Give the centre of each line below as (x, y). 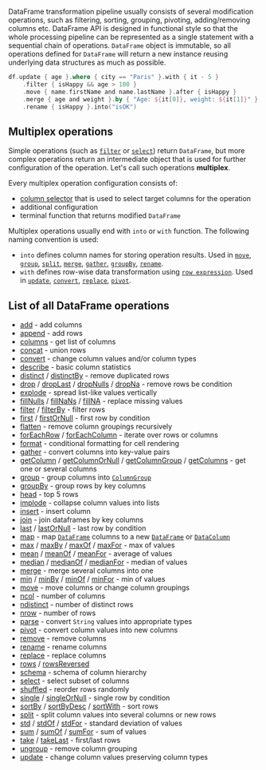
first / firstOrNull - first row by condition (85, 418)
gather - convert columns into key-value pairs (95, 452)
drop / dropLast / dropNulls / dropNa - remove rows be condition (126, 384)
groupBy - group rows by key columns (82, 486)
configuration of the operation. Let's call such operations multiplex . (119, 168)
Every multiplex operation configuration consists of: (93, 184)
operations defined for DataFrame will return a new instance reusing (118, 54)
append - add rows (51, 333)
